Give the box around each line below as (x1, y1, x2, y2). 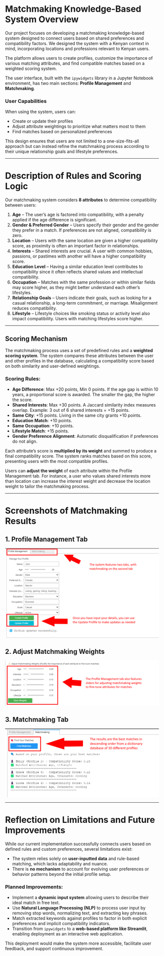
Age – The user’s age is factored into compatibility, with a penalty (12, 212, 144, 217)
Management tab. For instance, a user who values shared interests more (5, 473, 151, 479)
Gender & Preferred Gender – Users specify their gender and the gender (12, 222, 159, 228)
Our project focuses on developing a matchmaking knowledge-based (5, 30, 145, 36)
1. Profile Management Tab (5, 535, 88, 543)
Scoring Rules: (5, 375, 41, 382)
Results (5, 516, 37, 527)
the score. (12, 397, 33, 403)
